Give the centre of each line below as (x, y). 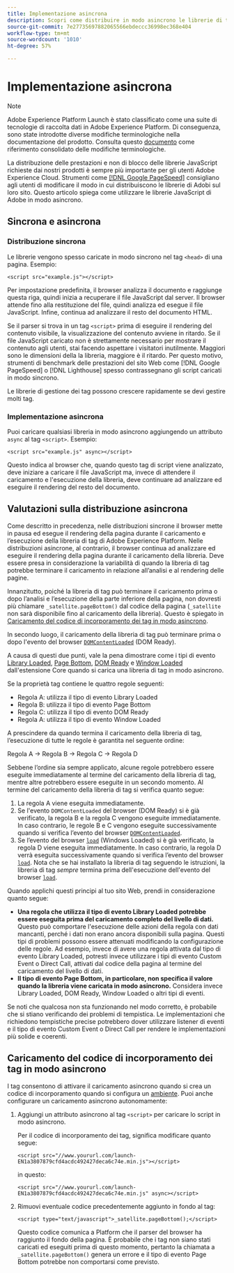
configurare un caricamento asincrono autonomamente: (87, 1101)
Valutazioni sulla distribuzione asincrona (97, 509)
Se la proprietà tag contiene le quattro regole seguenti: (86, 684)
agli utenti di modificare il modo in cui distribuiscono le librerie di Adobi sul (114, 185)
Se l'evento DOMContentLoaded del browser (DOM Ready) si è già (108, 811)
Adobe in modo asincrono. (45, 199)
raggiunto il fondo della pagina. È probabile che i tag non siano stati (114, 1240)
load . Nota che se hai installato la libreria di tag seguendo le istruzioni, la (121, 862)
